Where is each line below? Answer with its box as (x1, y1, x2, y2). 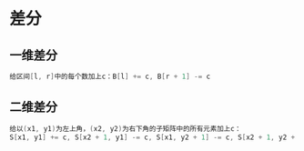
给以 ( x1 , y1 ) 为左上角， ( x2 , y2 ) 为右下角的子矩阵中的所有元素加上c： (9, 124, 242, 133)
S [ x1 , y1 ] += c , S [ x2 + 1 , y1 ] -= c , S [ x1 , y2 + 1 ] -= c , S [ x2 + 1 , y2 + (9, 133, 296, 142)
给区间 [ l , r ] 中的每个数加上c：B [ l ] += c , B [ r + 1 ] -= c (9, 72, 211, 81)
